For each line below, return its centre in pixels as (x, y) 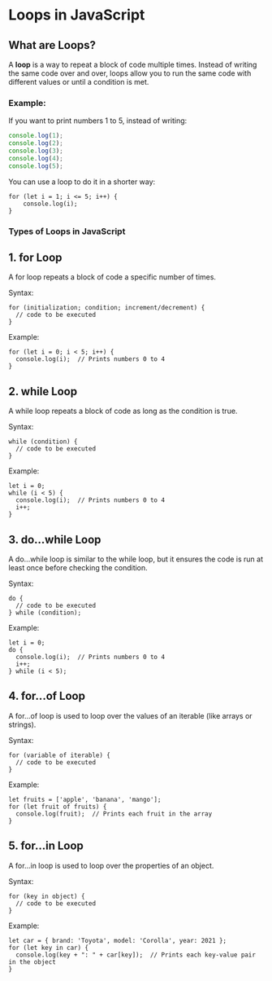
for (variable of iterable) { (60, 755)
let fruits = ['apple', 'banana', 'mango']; (85, 799)
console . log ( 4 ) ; (36, 158)
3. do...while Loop (55, 539)
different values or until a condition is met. (79, 82)
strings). (22, 724)
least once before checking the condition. (78, 568)
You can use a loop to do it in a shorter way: (82, 182)
